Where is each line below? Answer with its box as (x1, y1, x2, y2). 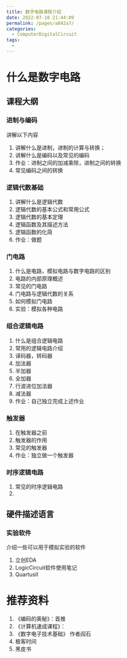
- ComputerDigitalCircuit (11, 31, 77, 38)
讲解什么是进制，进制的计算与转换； (15, 143, 106, 151)
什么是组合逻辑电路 (15, 337, 63, 344)
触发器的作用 (15, 436, 47, 444)
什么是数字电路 (6, 71, 81, 85)
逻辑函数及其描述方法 (15, 221, 68, 228)
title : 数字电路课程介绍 (6, 8, 62, 15)
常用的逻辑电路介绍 (15, 344, 63, 352)
